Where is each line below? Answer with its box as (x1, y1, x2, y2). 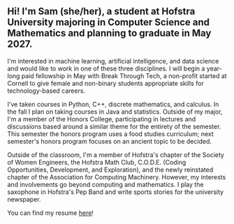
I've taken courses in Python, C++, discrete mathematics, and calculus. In (7, 100, 219, 108)
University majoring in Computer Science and (7, 17, 210, 29)
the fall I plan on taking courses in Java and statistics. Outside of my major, (7, 107, 223, 116)
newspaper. (7, 195, 41, 203)
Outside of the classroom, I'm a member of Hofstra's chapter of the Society (7, 150, 225, 159)
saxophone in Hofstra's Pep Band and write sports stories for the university (7, 188, 224, 196)
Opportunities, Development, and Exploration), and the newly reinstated (7, 165, 214, 174)
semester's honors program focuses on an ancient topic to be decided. (7, 137, 212, 145)
